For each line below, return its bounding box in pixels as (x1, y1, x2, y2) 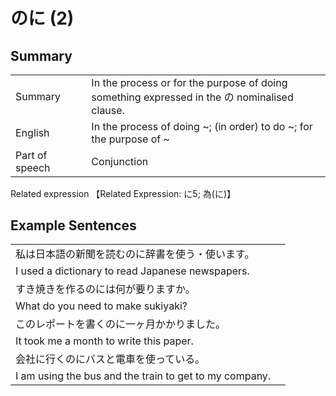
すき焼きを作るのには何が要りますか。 (15, 282, 196, 296)
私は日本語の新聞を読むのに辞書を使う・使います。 (15, 247, 255, 261)
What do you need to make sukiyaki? (15, 299, 188, 313)
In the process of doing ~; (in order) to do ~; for (91, 120, 313, 133)
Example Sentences (10, 217, 137, 234)
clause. (91, 104, 125, 117)
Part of (15, 149, 48, 162)
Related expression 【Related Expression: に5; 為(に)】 (10, 187, 237, 199)
